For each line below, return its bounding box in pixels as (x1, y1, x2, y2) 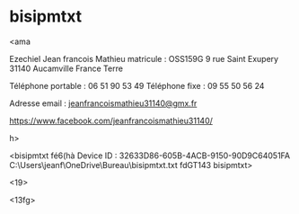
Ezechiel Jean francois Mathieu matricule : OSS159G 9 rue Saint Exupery (9, 53, 279, 64)
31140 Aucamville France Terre (9, 63, 124, 74)
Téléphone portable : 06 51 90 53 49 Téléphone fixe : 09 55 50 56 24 (9, 80, 265, 91)
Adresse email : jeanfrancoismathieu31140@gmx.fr (9, 97, 198, 109)
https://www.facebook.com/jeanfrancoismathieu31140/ (9, 115, 214, 126)
